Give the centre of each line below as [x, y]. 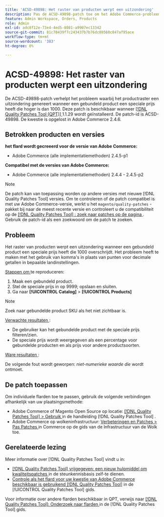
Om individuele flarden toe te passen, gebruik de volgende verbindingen [78, 396]
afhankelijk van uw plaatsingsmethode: [44, 402]
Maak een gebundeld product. [42, 281]
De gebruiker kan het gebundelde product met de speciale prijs [76, 330]
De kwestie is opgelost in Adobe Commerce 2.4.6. [71, 119]
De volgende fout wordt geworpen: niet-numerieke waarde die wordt [74, 364]
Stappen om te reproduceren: [35, 272]
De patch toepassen [36, 385]
